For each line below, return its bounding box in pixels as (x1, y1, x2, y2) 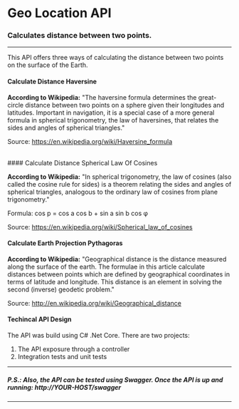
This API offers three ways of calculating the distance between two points (7, 53, 224, 62)
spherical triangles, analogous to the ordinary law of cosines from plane (7, 187, 218, 196)
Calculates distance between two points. (7, 31, 152, 41)
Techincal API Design (7, 315, 73, 323)
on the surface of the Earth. (7, 61, 88, 69)
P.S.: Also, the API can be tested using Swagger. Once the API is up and (7, 376, 223, 384)
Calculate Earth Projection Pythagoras (7, 239, 123, 247)
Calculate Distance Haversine (7, 77, 97, 86)
